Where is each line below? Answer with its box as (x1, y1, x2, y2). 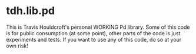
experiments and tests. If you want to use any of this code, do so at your (6, 36, 182, 43)
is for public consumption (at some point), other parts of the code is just (6, 29, 181, 36)
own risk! (6, 42, 28, 49)
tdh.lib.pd (6, 4, 55, 18)
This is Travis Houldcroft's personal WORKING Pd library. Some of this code (6, 23, 190, 31)
